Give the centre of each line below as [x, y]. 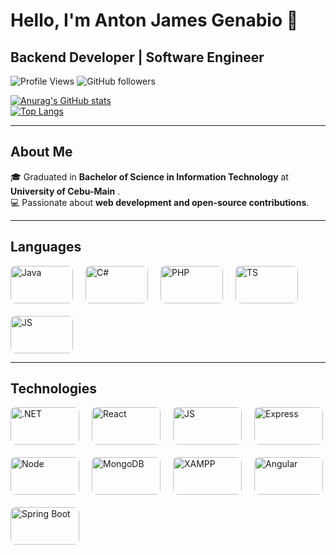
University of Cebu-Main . [65, 191]
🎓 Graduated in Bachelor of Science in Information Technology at [149, 176]
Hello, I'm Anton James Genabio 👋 [154, 20]
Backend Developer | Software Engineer [137, 57]
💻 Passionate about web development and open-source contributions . [160, 202]
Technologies [54, 389]
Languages [46, 247]
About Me [41, 152]
